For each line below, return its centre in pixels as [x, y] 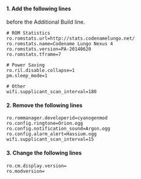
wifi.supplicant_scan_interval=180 [52, 92]
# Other [16, 86]
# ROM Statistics [28, 33]
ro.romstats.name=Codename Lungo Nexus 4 [60, 44]
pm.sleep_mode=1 [27, 76]
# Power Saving [26, 65]
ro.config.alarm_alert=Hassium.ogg [52, 134]
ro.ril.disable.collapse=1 [41, 71]
